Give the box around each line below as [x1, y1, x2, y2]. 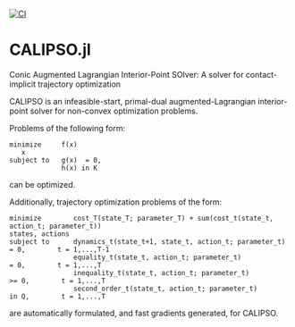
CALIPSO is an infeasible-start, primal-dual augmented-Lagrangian [9, 96, 257, 106]
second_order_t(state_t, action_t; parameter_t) [72, 284, 257, 293]
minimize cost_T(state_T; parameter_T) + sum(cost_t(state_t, [9, 214, 274, 222]
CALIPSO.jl [9, 40, 91, 60]
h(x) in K [61, 163, 98, 172]
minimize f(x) [9, 139, 78, 149]
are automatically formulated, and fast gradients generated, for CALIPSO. [9, 307, 279, 318]
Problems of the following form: [9, 122, 126, 133]
